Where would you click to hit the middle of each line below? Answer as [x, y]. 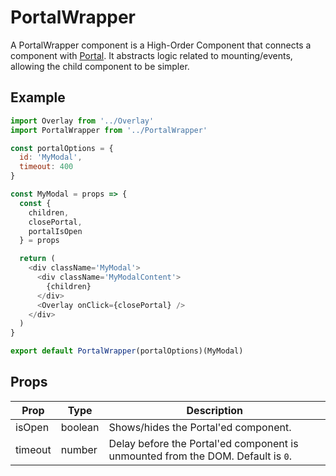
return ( [37, 259]
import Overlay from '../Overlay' [82, 121]
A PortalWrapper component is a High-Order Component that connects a [161, 45]
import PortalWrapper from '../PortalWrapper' [109, 130]
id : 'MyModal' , [51, 157]
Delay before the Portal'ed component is [203, 443]
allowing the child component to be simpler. [100, 66]
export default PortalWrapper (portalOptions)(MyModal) [127, 351]
